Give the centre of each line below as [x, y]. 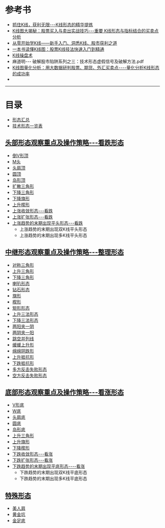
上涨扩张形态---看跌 [32, 217]
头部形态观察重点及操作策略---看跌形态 [65, 143]
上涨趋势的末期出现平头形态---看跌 [48, 223]
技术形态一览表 [27, 126]
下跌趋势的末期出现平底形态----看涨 [48, 466]
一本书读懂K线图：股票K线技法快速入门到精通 [58, 49]
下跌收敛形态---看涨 [32, 454]
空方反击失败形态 [29, 375]
